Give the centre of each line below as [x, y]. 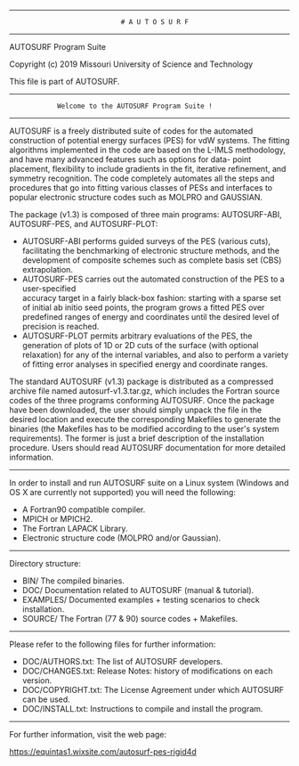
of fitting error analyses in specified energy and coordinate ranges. [145, 364]
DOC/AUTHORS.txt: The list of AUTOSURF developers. [122, 661]
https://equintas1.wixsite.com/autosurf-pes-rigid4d [103, 752]
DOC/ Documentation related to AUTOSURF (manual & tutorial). [138, 590]
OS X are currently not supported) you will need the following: [122, 492]
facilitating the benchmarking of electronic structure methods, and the [151, 251]
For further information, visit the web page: [88, 734]
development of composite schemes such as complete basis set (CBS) [152, 260]
